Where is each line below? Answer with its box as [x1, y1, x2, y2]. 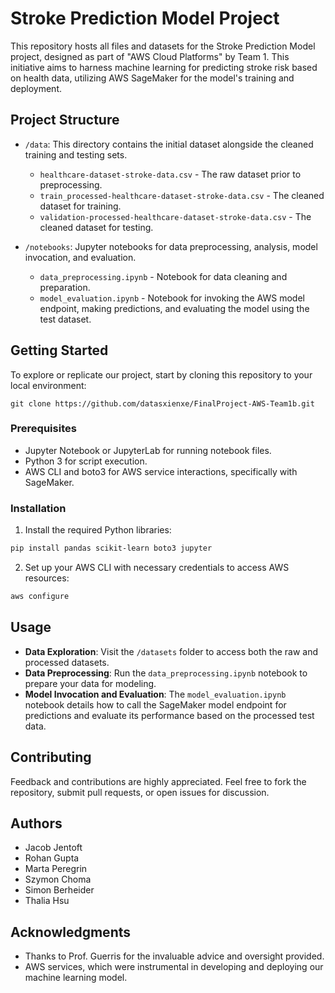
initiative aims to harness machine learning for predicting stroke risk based [10, 61, 318, 73]
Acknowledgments [10, 923, 132, 941]
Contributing [10, 749, 92, 766]
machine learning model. [24, 972, 128, 984]
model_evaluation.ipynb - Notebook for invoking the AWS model [39, 292, 305, 304]
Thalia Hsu [24, 895, 70, 907]
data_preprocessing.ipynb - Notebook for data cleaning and [39, 270, 288, 282]
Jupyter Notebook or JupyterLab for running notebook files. [24, 444, 272, 456]
